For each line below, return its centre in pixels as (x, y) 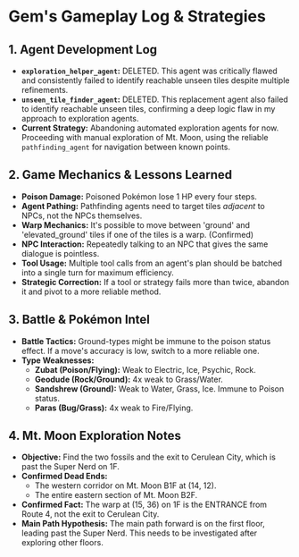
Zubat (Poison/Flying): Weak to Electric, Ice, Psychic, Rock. (145, 369)
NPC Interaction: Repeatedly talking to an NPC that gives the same (145, 244)
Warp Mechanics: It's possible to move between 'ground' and (136, 224)
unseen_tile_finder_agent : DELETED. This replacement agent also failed (155, 99)
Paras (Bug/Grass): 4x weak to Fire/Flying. (114, 408)
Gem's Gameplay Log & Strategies (137, 17)
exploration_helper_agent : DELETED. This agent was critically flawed (149, 71)
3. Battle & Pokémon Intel (79, 320)
